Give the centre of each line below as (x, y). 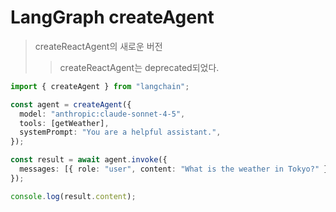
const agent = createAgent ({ (71, 104)
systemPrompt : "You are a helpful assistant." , (120, 132)
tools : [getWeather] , (64, 123)
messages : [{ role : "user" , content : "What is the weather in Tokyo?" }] (176, 169)
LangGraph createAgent (112, 17)
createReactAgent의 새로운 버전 (98, 46)
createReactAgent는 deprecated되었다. (139, 67)
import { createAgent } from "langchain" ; (100, 86)
